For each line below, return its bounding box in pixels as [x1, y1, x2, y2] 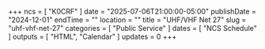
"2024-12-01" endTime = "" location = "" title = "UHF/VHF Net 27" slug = [8, 15, 247, 24]
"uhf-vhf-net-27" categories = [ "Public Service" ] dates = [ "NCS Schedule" [8, 24, 257, 32]
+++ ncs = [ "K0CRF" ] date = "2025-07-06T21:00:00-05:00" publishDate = [8, 7, 257, 16]
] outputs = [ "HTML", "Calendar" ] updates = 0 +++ [8, 32, 177, 41]
